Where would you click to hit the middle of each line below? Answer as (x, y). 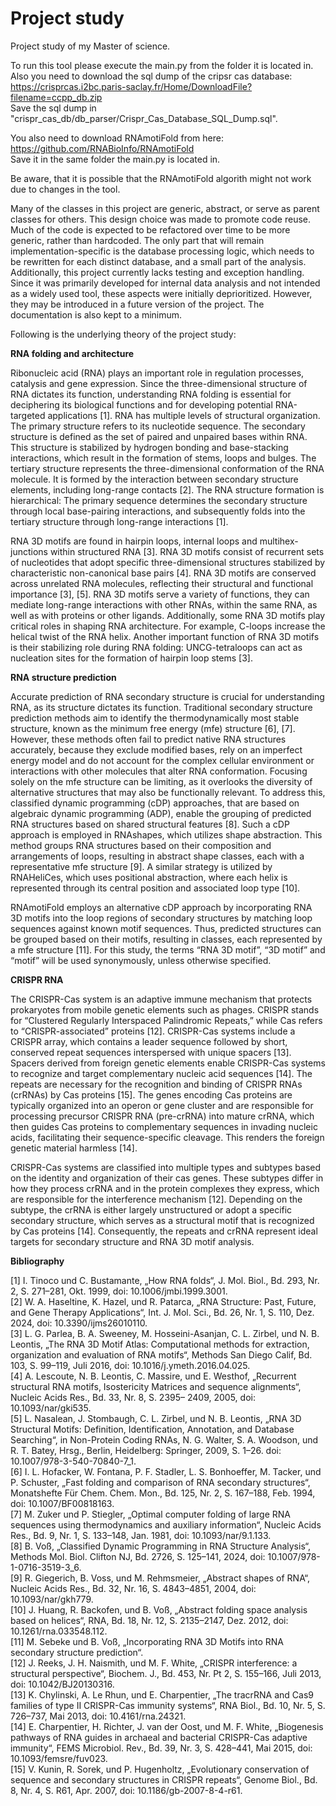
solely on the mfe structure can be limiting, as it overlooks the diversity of (161, 781)
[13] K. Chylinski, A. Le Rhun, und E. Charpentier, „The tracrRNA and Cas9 (162, 1694)
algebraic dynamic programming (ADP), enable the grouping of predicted (161, 813)
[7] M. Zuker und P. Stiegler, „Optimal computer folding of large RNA (151, 1514)
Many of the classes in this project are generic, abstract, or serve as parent (165, 208)
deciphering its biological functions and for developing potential (141, 404)
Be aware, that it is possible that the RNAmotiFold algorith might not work (161, 178)
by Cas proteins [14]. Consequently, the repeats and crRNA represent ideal (164, 1231)
